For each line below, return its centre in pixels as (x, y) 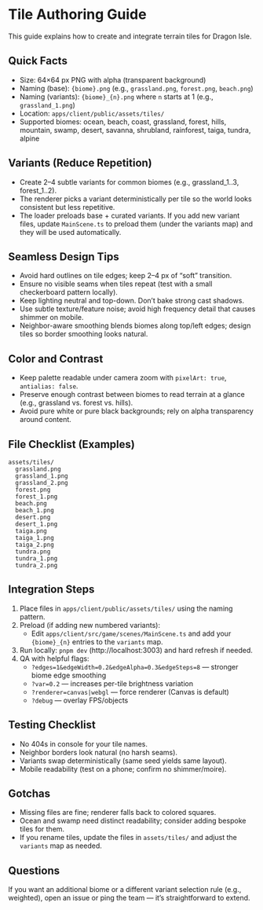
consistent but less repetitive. (67, 207)
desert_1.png (37, 524)
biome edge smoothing (69, 675)
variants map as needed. (60, 846)
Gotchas (29, 794)
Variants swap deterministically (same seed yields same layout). (123, 761)
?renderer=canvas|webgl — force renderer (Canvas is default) (130, 692)
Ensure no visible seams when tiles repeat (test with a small (116, 284)
